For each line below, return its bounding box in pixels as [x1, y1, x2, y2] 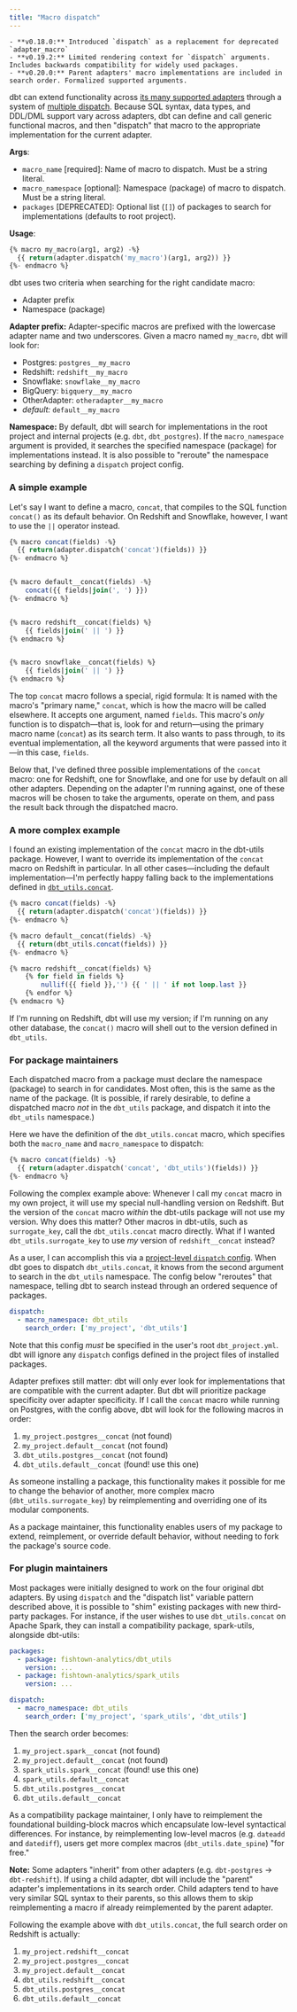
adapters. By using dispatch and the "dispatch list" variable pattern [9, 1592, 254, 1603]
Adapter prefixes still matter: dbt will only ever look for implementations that [9, 1376, 286, 1386]
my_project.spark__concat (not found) [21, 1745, 161, 1756]
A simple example [9, 481, 88, 494]
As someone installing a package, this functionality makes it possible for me [9, 1476, 286, 1486]
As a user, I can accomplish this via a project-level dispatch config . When [9, 1252, 277, 1263]
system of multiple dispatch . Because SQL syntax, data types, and [9, 101, 251, 112]
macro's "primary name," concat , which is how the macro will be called [9, 700, 267, 711]
